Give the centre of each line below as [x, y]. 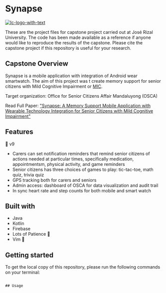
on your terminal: [23, 273]
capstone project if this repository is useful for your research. [68, 48]
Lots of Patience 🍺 [31, 234]
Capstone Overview [37, 64]
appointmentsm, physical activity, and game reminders [69, 164]
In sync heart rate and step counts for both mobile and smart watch [82, 190]
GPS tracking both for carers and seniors [54, 180]
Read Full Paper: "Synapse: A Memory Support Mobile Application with [78, 106]
